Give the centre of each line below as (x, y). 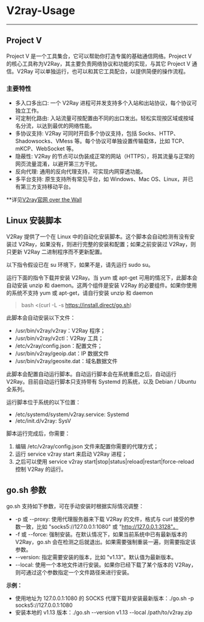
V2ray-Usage (41, 11)
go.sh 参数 (26, 490)
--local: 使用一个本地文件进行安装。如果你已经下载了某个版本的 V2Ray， (106, 565)
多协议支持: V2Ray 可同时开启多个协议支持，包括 (76, 133)
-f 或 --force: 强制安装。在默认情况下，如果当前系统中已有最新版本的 (101, 534)
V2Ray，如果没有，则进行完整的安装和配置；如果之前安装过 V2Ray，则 (107, 244)
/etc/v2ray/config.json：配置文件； (59, 345)
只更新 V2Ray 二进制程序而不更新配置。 (56, 252)
